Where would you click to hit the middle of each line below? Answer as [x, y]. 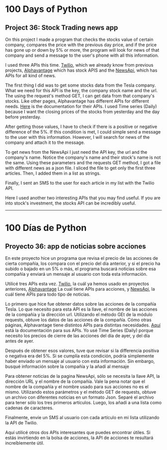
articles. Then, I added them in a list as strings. [53, 173]
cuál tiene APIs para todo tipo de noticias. [48, 294]
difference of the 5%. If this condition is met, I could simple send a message [83, 132]
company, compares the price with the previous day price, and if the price [81, 45]
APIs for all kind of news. [31, 75]
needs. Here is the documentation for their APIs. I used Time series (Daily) [81, 106]
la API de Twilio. [22, 423]
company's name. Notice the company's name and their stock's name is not [83, 157]
